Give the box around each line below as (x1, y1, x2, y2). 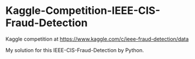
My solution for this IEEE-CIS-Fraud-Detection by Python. (5, 46, 144, 53)
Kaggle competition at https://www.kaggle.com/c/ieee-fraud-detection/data (5, 35, 189, 42)
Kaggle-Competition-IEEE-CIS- (5, 4, 160, 17)
